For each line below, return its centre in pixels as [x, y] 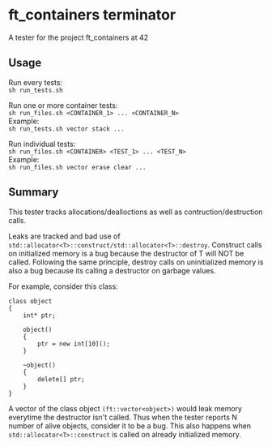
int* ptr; [40, 315]
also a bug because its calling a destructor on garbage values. [112, 270]
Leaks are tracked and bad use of [64, 236]
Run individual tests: [42, 144]
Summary [34, 192]
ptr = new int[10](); [74, 344]
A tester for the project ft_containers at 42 [79, 37]
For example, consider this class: [64, 286]
